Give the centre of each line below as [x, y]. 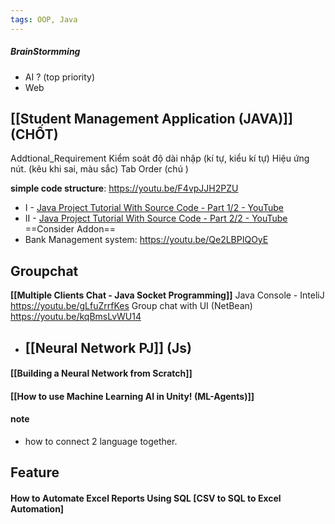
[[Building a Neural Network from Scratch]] [101, 373]
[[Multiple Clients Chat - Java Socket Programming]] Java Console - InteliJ [167, 295]
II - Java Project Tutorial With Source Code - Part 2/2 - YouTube [156, 218]
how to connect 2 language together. [101, 441]
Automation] [37, 508]
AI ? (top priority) [60, 77]
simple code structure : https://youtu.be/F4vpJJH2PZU [124, 188]
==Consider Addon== [70, 229]
